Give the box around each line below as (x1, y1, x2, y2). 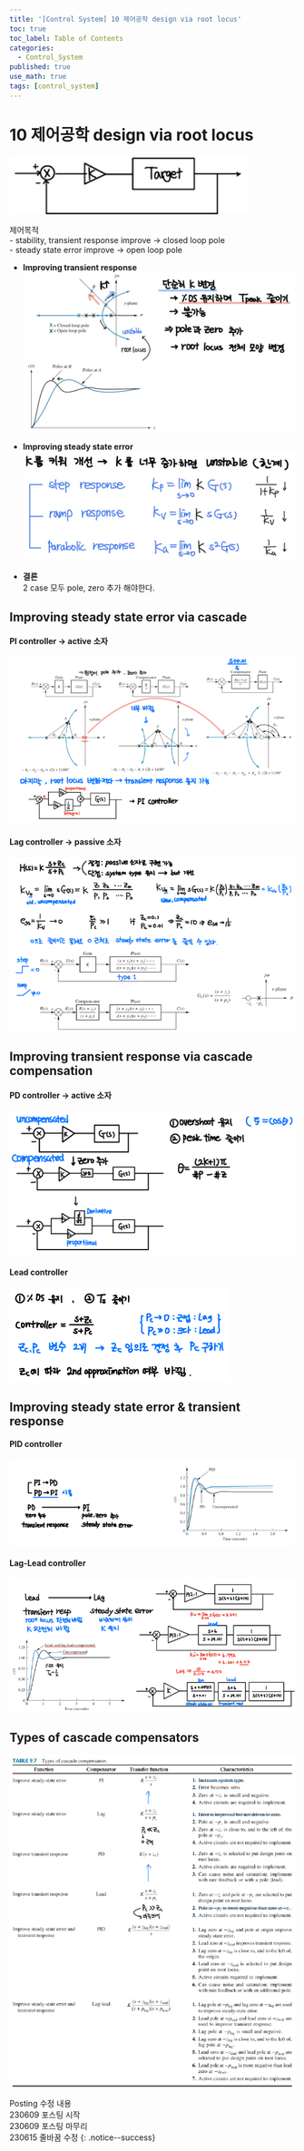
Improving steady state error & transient (9, 1399, 241, 1414)
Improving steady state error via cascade (9, 609, 248, 625)
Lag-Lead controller (9, 1558, 86, 1569)
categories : (9, 44, 54, 53)
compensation (9, 1063, 93, 1079)
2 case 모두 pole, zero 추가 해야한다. (22, 582, 156, 593)
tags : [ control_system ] (9, 82, 100, 91)
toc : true (9, 24, 47, 34)
